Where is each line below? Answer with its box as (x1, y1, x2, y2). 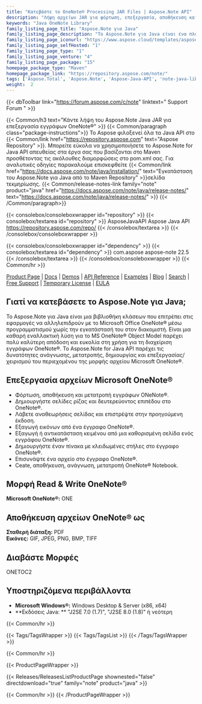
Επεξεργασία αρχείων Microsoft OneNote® (6, 375, 173, 386)
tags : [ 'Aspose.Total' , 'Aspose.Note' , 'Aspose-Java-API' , (6, 76, 158, 82)
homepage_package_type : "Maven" (6, 64, 87, 71)
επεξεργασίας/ (147, 351, 185, 359)
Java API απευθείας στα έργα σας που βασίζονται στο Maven (6, 148, 161, 156)
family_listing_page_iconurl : (6, 37, 82, 43)
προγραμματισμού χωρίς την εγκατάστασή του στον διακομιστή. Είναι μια (6, 325, 191, 333)
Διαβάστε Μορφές (6, 552, 79, 562)
